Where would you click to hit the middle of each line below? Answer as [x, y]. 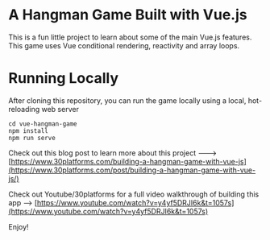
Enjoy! [19, 226]
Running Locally [64, 79]
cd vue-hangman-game [43, 124]
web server [60, 109]
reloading [24, 109]
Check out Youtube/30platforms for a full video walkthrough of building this [134, 194]
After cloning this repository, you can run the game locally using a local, [127, 100]
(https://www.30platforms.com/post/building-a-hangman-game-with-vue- [132, 170]
